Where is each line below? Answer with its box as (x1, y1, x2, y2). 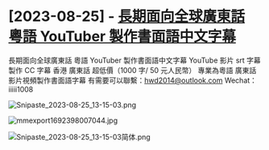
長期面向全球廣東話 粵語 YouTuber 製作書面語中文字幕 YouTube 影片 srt (8, 55, 246, 65)
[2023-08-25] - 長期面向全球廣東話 (8, 7, 246, 26)
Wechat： (224, 75, 258, 85)
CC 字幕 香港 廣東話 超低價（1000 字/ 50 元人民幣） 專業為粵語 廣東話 (23, 65, 257, 75)
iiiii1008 (8, 84, 34, 94)
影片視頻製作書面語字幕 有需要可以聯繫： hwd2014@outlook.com (8, 75, 223, 85)
